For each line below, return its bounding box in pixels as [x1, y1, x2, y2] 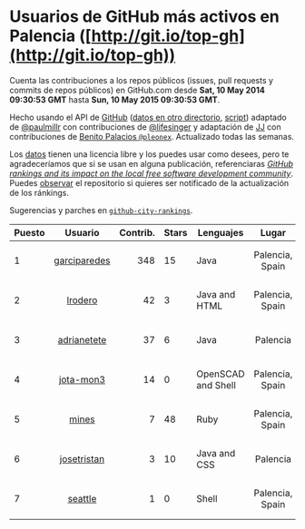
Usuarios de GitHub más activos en [9, 6, 280, 27]
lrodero [66, 293, 98, 306]
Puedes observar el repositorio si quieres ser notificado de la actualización [9, 177, 290, 188]
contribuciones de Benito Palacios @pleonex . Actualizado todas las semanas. [9, 131, 295, 142]
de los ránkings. [9, 187, 70, 198]
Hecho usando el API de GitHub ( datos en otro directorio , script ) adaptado [9, 112, 288, 122]
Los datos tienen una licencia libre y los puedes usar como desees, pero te [9, 148, 290, 160]
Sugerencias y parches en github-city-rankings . [9, 204, 193, 215]
